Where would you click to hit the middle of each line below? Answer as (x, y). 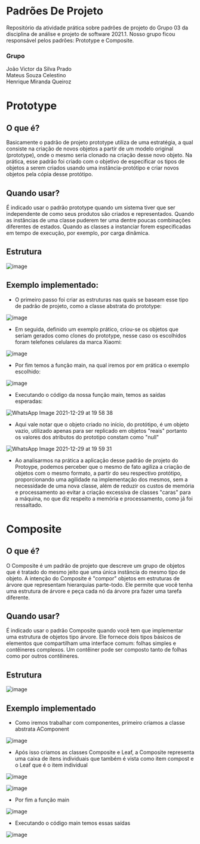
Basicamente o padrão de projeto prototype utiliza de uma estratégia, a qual (100, 143)
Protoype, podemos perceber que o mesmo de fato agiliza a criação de (102, 466)
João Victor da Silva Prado (39, 69)
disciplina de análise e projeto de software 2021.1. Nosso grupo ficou (91, 34)
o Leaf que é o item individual (51, 765)
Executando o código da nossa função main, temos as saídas (90, 394)
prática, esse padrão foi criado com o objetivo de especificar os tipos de (96, 162)
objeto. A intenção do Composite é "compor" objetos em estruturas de (93, 578)
